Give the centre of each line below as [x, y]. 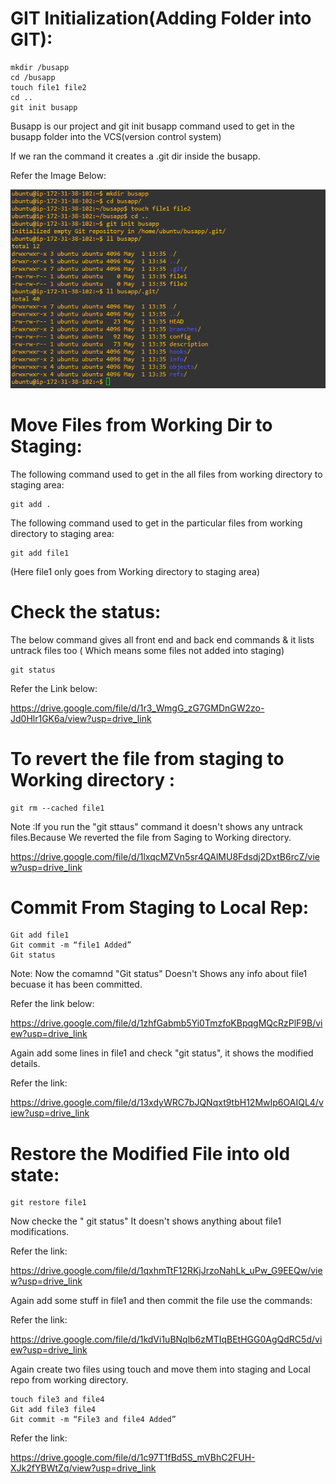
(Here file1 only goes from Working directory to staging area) [135, 571]
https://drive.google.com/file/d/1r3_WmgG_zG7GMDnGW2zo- [137, 708]
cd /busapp [33, 77]
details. [25, 1064]
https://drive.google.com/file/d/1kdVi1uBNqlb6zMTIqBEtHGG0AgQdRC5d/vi [166, 1339]
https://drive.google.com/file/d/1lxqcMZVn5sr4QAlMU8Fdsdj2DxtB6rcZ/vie [165, 856]
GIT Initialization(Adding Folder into [161, 18]
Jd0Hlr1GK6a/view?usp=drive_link [81, 718]
